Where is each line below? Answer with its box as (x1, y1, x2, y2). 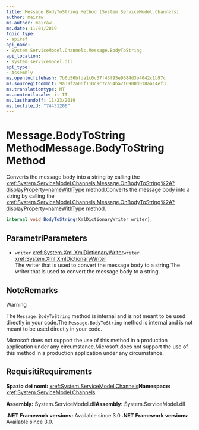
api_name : (6, 42, 31, 48)
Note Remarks (6, 285, 58, 295)
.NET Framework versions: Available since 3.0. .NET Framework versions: (6, 412, 189, 419)
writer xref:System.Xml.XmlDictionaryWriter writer (14, 249, 140, 256)
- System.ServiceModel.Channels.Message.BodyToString (6, 48, 143, 54)
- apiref (6, 36, 28, 42)
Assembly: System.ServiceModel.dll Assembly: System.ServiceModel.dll (6, 400, 185, 407)
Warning (6, 301, 27, 308)
